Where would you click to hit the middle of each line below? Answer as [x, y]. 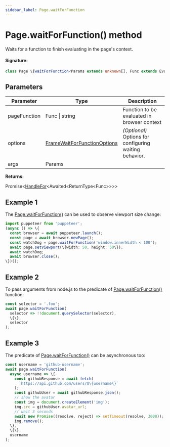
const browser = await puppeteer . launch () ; [56, 233]
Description [142, 101]
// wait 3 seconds [34, 412]
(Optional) [135, 130]
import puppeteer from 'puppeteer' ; [44, 224]
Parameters [24, 87]
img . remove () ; [29, 421]
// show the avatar [35, 397]
